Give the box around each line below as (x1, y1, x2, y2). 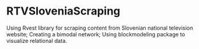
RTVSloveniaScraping (6, 4, 121, 18)
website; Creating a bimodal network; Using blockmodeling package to (6, 30, 186, 38)
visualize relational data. (6, 37, 67, 44)
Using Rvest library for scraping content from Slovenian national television (6, 24, 193, 31)
